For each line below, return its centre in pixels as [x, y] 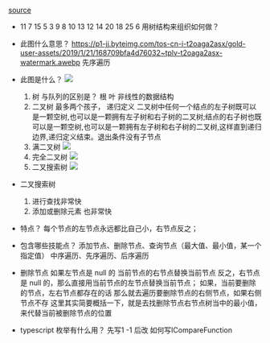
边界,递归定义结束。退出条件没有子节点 [96, 137]
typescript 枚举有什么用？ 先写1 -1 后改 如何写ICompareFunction [126, 330]
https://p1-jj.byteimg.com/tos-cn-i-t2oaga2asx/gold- [159, 43]
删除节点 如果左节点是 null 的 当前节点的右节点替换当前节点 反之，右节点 [140, 273]
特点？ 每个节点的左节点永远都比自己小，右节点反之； [109, 228]
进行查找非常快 [57, 201]
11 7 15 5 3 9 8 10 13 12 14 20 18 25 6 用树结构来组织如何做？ [119, 27]
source [20, 10]
